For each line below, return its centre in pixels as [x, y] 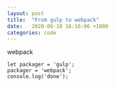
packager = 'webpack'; [39, 71]
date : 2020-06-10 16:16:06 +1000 [58, 26]
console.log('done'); [38, 77]
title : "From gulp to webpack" [53, 20]
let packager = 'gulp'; [41, 65]
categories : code [32, 33]
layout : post [26, 13]
